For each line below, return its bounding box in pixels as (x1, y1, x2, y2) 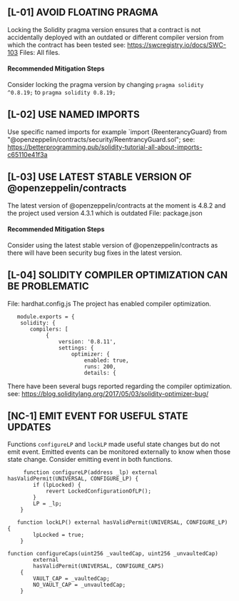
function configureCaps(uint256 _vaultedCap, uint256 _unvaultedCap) (7, 550, 219, 557)
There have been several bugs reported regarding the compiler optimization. (7, 382, 233, 390)
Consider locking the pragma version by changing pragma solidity (7, 81, 204, 89)
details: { (83, 369, 116, 376)
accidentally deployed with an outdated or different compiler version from (7, 33, 224, 41)
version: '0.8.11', (58, 338, 116, 345)
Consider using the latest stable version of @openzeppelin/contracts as (7, 241, 218, 249)
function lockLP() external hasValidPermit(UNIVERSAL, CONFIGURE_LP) (16, 519, 228, 526)
